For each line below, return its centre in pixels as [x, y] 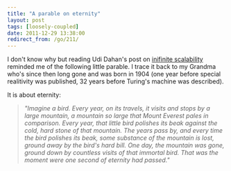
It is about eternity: [34, 95]
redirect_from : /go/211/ [43, 40]
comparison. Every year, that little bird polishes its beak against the [121, 123]
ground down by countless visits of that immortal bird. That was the [121, 153]
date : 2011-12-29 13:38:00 [46, 33]
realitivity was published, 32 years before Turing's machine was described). [115, 81]
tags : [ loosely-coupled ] [43, 26]
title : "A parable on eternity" [54, 14]
